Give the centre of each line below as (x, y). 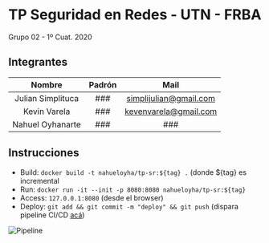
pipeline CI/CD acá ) (52, 215)
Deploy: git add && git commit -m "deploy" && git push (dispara (129, 206)
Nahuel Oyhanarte (47, 124)
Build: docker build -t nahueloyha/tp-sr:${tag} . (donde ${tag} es (133, 172)
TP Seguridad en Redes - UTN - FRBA (135, 15)
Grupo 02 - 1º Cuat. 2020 (50, 37)
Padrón (103, 84)
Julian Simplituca (47, 98)
